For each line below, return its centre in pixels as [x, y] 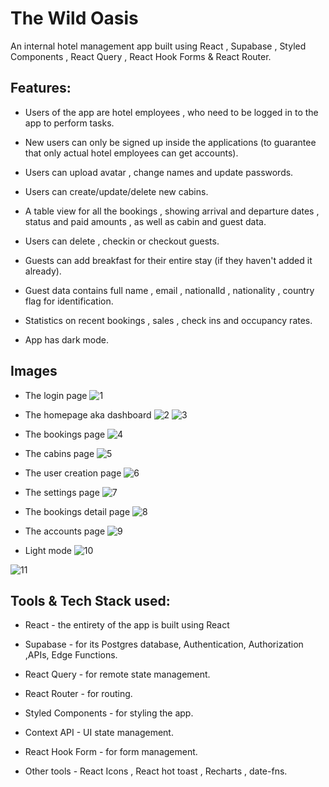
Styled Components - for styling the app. [109, 713]
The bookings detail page [77, 511]
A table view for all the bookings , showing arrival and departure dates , [172, 211]
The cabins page [59, 453]
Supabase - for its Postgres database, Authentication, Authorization [164, 644]
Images [34, 371]
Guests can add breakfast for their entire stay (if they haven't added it [168, 260]
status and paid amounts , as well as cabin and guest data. [145, 221]
